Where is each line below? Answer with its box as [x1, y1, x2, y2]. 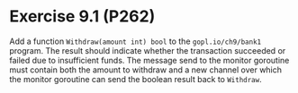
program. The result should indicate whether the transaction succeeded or [9, 45, 286, 55]
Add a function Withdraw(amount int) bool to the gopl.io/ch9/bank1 [9, 36, 262, 46]
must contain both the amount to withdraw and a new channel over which [9, 64, 282, 75]
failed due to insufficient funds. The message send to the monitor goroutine [9, 55, 290, 65]
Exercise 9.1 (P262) [9, 6, 156, 27]
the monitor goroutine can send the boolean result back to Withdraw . [9, 73, 263, 84]
